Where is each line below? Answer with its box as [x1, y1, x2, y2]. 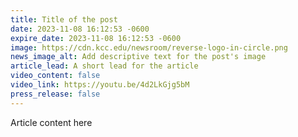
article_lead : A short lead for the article [10, 61, 199, 71]
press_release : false [10, 89, 101, 99]
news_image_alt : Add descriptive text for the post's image [10, 52, 267, 62]
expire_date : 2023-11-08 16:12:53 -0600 [10, 33, 182, 43]
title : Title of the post [10, 14, 118, 25]
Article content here [10, 116, 93, 128]
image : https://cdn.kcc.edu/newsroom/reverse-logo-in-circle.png [10, 42, 288, 53]
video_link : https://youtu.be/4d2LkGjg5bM [10, 80, 190, 90]
